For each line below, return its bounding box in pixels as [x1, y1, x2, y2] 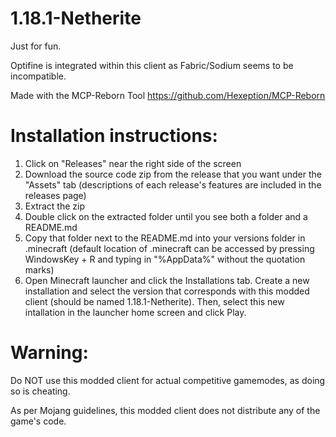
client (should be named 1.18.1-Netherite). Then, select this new [24, 295, 285, 307]
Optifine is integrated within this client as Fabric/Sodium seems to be [10, 59, 294, 71]
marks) [24, 263, 55, 276]
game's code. [10, 415, 67, 427]
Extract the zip [24, 200, 86, 212]
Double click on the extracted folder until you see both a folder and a [24, 210, 308, 222]
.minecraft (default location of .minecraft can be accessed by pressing [24, 242, 315, 254]
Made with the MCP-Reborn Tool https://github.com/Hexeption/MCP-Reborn [10, 89, 326, 101]
